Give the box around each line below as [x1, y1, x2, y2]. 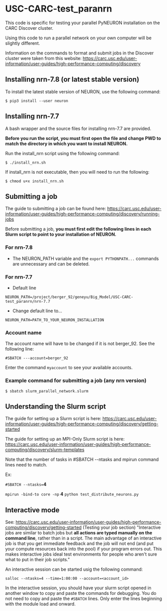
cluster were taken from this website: [5, 55, 82, 61]
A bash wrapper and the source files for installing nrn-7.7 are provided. [5, 125, 151, 131]
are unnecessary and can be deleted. [12, 260, 90, 267]
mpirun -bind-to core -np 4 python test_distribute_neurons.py [5, 491, 139, 497]
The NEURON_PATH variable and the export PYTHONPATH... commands [12, 255, 159, 261]
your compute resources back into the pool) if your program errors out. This [5, 546, 162, 552]
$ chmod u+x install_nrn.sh [5, 178, 64, 184]
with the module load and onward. [5, 601, 76, 607]
